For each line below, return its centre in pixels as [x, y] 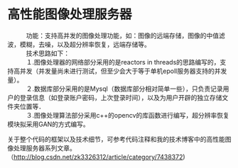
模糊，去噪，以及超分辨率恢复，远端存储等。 [85, 44]
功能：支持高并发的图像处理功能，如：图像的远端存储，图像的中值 [122, 35]
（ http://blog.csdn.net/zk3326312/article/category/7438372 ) [97, 157]
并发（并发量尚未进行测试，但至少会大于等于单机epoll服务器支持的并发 [123, 71]
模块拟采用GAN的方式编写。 [49, 124]
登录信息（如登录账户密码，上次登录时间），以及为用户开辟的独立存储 [121, 97]
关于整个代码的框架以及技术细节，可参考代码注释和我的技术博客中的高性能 [116, 139]
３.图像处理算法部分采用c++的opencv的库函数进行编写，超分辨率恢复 [128, 115]
